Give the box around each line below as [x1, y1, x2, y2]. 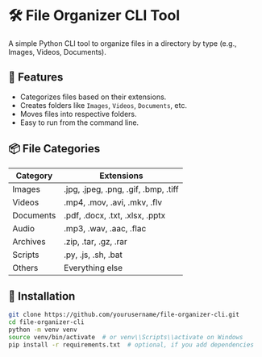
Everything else [64, 262, 123, 273]
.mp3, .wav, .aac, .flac [64, 222, 147, 234]
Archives [12, 235, 46, 247]
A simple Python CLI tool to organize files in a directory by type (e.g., [8, 38, 237, 48]
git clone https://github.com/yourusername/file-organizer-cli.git [8, 311, 240, 319]
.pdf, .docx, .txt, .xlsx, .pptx [64, 210, 166, 221]
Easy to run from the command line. [19, 118, 139, 127]
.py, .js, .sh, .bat [64, 249, 123, 260]
